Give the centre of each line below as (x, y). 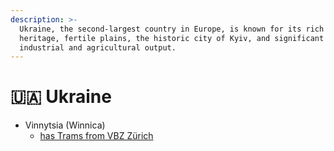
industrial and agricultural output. (98, 47)
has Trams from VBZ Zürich (96, 136)
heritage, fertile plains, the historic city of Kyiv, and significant (172, 38)
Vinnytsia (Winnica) (65, 125)
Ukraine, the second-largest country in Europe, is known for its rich (172, 29)
